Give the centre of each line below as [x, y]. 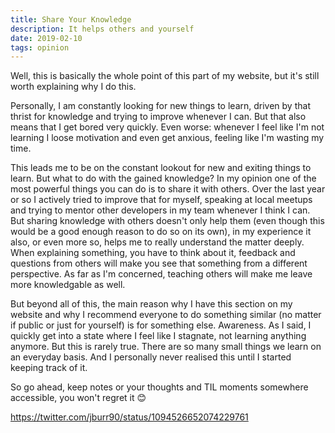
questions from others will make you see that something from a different [159, 263]
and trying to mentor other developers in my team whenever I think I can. [160, 210]
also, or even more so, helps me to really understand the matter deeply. [157, 242]
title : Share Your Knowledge [71, 19]
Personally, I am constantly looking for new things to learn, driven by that [160, 106]
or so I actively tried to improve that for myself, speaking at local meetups [161, 200]
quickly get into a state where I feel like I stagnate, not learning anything [158, 336]
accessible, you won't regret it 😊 [78, 398]
